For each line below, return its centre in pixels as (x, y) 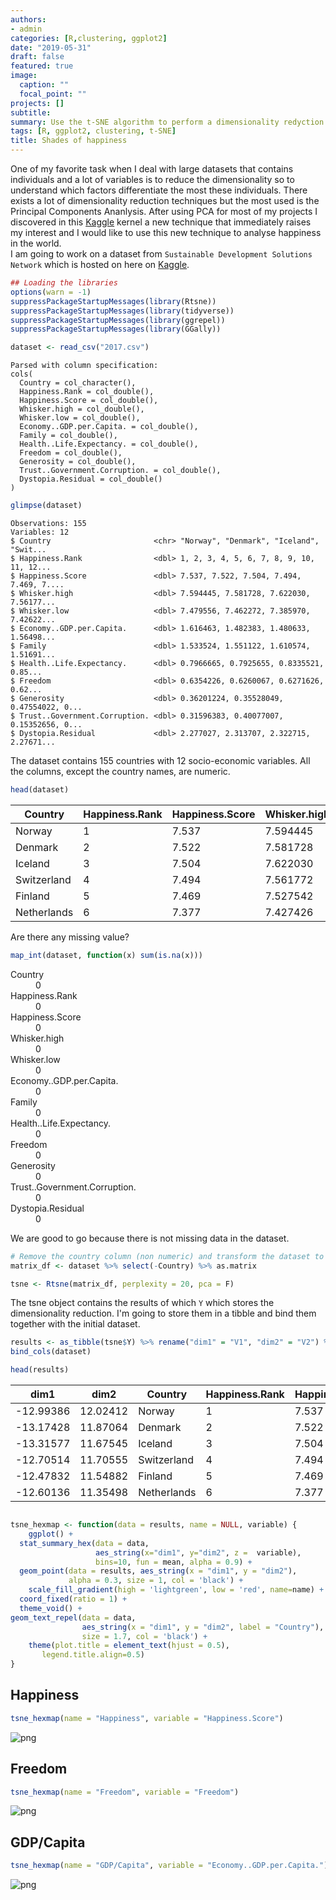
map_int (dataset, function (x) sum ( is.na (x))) (106, 955)
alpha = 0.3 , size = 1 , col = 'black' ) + (156, 1581)
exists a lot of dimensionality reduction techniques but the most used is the (165, 200)
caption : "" (44, 85)
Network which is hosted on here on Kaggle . (100, 264)
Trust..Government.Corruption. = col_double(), (120, 471)
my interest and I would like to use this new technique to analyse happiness (166, 232)
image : (24, 76)
